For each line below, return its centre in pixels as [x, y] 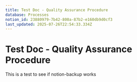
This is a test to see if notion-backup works [51, 74]
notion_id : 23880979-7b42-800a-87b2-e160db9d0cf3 [59, 19]
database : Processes [27, 15]
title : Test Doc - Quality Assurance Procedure [57, 10]
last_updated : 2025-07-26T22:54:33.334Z [49, 24]
